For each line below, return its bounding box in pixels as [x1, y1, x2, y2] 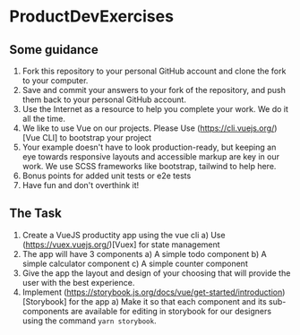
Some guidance [9, 42, 99, 57]
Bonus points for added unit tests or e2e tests [21, 170, 192, 181]
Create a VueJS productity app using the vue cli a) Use [21, 229, 226, 240]
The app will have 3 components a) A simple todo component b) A [21, 248, 267, 259]
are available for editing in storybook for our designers [70, 305, 271, 316]
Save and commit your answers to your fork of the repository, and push [21, 85, 287, 95]
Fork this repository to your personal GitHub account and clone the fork [21, 65, 287, 76]
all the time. [21, 114, 65, 124]
